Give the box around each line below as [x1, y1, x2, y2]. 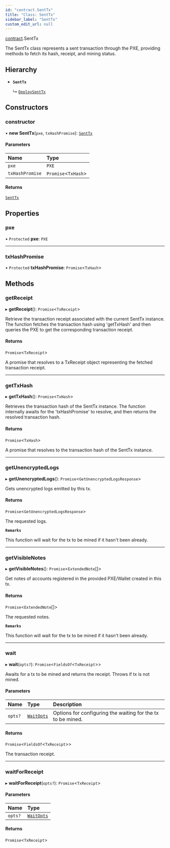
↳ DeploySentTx [12, 89, 46, 95]
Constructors [5, 103, 49, 112]
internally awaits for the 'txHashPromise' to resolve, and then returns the [5, 409, 157, 415]
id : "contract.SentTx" [5, 7, 53, 13]
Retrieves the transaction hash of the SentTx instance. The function [5, 403, 146, 409]
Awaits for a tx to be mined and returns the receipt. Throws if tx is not [5, 671, 150, 677]
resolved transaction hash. [5, 414, 61, 420]
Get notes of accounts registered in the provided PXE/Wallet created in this [5, 575, 162, 582]
